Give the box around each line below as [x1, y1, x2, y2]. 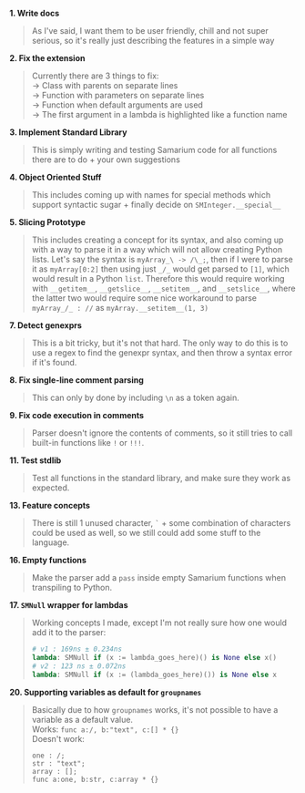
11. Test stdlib [9, 455, 62, 466]
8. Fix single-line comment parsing [9, 375, 144, 386]
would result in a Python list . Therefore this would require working [31, 273, 285, 283]
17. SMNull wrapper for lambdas [9, 600, 129, 610]
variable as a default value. [31, 714, 134, 725]
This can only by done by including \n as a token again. [31, 392, 239, 403]
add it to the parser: [31, 627, 107, 637]
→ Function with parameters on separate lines [31, 90, 205, 100]
